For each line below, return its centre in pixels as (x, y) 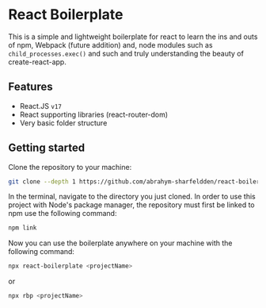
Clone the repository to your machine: (70, 167)
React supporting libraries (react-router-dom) (94, 114)
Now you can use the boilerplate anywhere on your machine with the (120, 243)
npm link (23, 228)
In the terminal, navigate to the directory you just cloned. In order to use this (132, 197)
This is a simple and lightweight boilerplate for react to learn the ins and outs (133, 37)
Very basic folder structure (63, 123)
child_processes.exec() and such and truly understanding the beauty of (126, 53)
